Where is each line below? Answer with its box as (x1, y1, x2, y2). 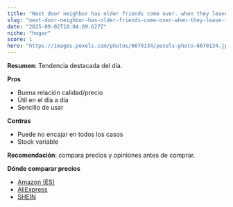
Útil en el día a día (17, 96, 69, 104)
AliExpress (17, 185, 48, 193)
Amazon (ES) (17, 178, 55, 186)
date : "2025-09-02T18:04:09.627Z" (7, 23, 107, 30)
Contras (7, 117, 31, 125)
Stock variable (17, 138, 59, 146)
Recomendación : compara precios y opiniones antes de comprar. (7, 151, 196, 159)
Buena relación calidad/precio (17, 88, 103, 97)
